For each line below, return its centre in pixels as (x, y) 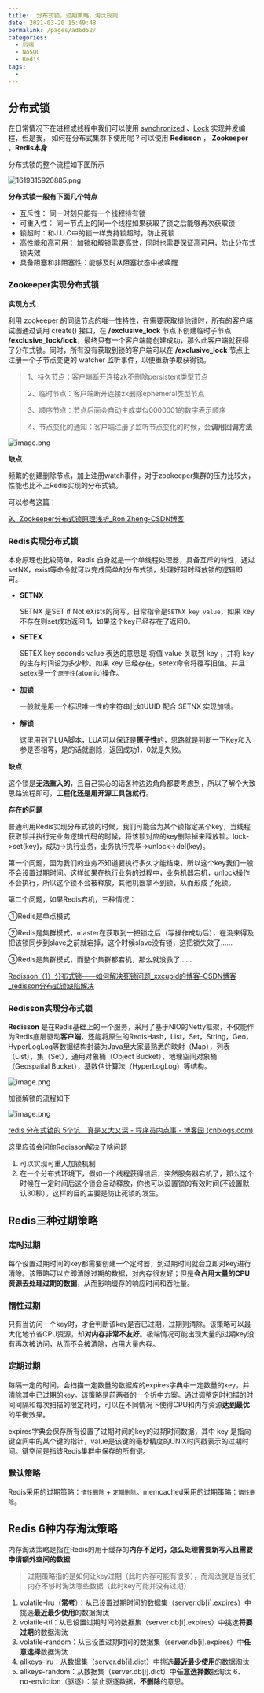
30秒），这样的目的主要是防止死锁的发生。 (95, 1193)
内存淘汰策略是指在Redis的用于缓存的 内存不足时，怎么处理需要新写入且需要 (131, 1549)
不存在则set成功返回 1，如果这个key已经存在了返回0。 (107, 621)
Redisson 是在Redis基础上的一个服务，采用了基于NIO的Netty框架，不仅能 (128, 1027)
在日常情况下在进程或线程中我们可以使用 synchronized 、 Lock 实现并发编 (127, 128)
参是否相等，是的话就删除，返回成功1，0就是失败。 (103, 750)
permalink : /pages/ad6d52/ (52, 30)
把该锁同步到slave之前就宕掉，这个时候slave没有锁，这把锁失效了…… (121, 943)
